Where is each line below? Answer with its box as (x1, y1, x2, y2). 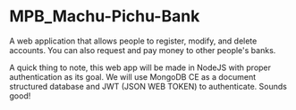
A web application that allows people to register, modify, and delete (9, 35, 258, 46)
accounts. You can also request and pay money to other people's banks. (9, 44, 276, 55)
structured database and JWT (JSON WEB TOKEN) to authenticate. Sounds (9, 81, 288, 91)
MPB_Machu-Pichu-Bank (9, 6, 200, 27)
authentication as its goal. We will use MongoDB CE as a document (9, 71, 257, 82)
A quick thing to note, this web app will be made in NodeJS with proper (9, 62, 271, 73)
